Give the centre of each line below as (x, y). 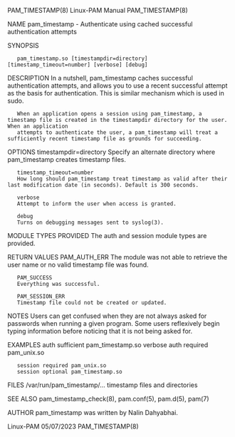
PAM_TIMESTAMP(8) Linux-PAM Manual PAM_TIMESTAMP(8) (98, 10)
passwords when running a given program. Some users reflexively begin (114, 323)
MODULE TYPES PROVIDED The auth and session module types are (107, 236)
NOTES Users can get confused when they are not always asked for (107, 316)
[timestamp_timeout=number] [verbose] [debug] (78, 65)
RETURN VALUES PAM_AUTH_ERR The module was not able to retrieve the (117, 257)
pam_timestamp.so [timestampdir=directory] (82, 58)
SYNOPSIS (23, 45)
